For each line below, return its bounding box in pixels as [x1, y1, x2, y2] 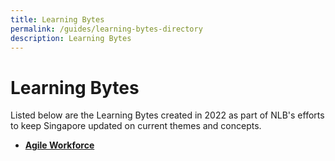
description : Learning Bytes [10, 33, 132, 43]
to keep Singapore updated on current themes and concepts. [10, 120, 262, 132]
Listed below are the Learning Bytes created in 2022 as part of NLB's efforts [10, 109, 325, 121]
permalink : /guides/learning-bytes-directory [10, 24, 203, 34]
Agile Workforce [24, 139, 95, 151]
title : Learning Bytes [10, 14, 105, 25]
